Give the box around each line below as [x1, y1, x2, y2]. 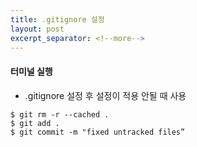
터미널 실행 [10, 65, 53, 77]
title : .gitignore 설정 [10, 14, 105, 25]
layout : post [10, 24, 65, 34]
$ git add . [10, 118, 60, 128]
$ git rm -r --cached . [10, 109, 110, 120]
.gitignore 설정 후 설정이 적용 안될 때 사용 [24, 89, 187, 101]
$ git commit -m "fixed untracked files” [10, 127, 186, 137]
